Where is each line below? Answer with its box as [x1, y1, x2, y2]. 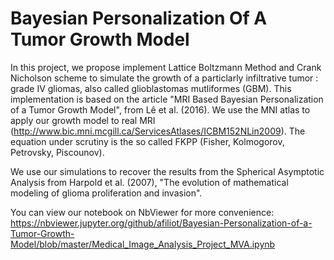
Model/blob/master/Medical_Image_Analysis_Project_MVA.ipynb [10, 238, 276, 250]
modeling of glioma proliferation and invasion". [10, 187, 203, 199]
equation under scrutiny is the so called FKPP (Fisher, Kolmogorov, [10, 135, 285, 147]
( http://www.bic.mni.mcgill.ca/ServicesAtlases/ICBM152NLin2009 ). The [10, 125, 306, 137]
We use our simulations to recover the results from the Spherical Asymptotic [10, 165, 325, 177]
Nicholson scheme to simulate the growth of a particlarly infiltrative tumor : [10, 72, 319, 84]
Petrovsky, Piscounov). [10, 146, 105, 158]
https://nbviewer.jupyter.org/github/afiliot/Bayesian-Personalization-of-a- [10, 217, 313, 229]
